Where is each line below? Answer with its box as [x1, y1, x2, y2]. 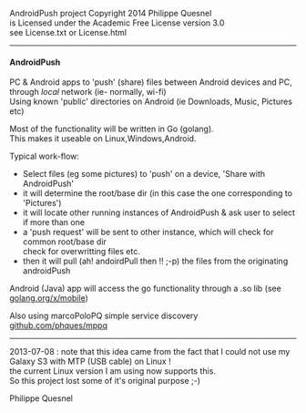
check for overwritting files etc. [22, 246, 141, 257]
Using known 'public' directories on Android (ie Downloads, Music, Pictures [9, 96, 293, 108]
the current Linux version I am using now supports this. [9, 366, 217, 377]
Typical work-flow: [9, 150, 80, 162]
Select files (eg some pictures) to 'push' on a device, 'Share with [22, 169, 266, 180]
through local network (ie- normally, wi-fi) [9, 87, 167, 98]
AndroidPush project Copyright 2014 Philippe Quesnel [9, 8, 212, 18]
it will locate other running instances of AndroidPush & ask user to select [22, 207, 296, 218]
